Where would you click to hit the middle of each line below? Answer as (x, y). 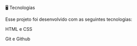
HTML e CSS (19, 29)
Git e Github (18, 39)
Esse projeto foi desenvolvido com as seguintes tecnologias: (69, 19)
